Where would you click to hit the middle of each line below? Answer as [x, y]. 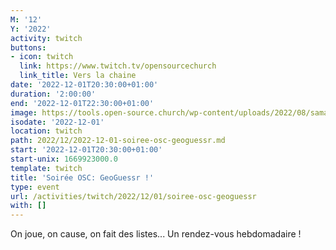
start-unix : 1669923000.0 [64, 159]
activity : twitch [46, 38]
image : [24, 112]
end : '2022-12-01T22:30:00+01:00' [82, 103]
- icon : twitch [42, 57]
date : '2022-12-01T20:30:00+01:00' [84, 85]
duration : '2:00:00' [53, 94]
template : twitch [46, 168]
